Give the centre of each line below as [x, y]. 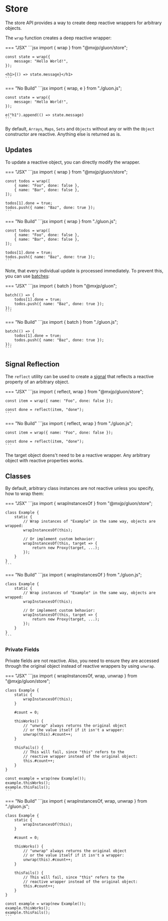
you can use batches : [28, 276]
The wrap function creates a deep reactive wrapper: [58, 38]
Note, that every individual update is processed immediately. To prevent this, [84, 270]
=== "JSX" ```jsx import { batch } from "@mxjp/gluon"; [61, 286]
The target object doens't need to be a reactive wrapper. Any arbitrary [78, 455]
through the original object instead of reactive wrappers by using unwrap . [80, 666]
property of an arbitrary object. [37, 382]
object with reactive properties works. [44, 460]
